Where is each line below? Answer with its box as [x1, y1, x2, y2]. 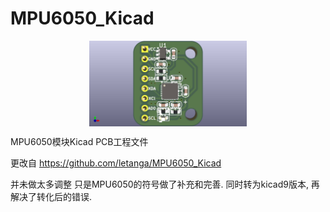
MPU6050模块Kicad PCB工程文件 [10, 136, 149, 147]
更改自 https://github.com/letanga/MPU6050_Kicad [10, 157, 222, 169]
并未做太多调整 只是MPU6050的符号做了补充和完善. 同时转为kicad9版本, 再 [10, 178, 320, 190]
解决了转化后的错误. [10, 191, 93, 202]
